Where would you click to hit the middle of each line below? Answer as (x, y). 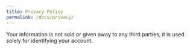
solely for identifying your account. (50, 40)
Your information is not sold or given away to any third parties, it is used (96, 34)
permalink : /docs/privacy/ (40, 17)
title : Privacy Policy (35, 12)
